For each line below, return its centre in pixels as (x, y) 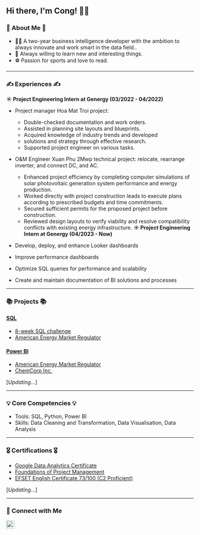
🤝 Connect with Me (34, 511)
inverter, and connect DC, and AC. (57, 165)
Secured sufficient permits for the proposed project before (96, 209)
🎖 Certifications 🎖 (32, 450)
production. (38, 189)
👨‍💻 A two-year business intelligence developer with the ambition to (97, 41)
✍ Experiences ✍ (33, 84)
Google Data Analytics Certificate (56, 465)
